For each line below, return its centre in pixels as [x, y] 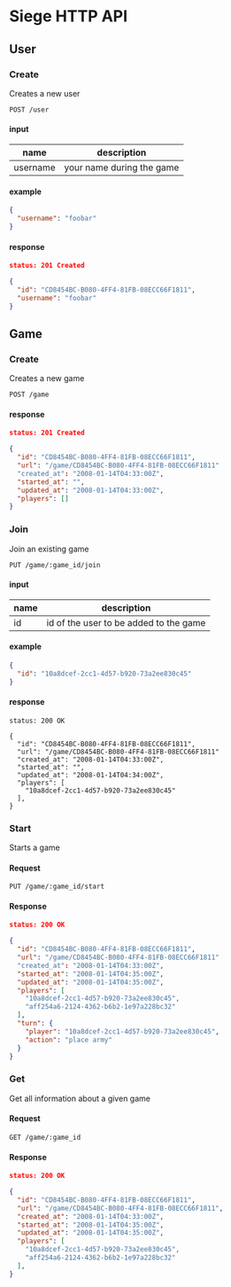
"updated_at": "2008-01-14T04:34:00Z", [91, 775]
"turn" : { [35, 1024]
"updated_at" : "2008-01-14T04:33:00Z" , [91, 490]
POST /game [29, 395]
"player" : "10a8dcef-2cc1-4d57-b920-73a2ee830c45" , [122, 1031]
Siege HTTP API [69, 16]
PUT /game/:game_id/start [57, 887]
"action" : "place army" [69, 1040]
